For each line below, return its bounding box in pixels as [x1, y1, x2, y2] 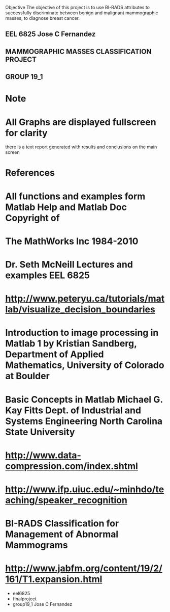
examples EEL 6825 [5, 270, 90, 281]
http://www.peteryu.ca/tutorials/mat [5, 293, 165, 305]
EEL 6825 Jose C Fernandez [5, 30, 96, 39]
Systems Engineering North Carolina [5, 415, 163, 427]
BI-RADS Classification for [5, 518, 119, 529]
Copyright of [5, 212, 60, 224]
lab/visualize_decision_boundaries [5, 304, 156, 315]
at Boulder [5, 370, 50, 382]
